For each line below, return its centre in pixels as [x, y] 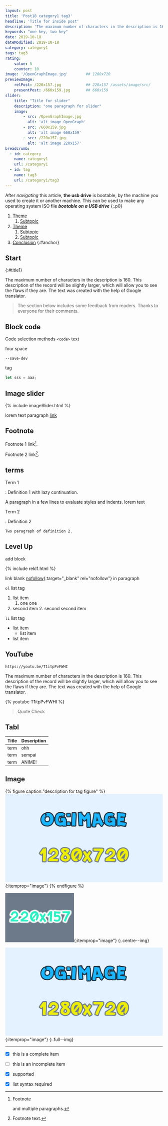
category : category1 [27, 48]
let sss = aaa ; [21, 378]
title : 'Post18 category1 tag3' [39, 16]
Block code [23, 327]
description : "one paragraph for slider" [58, 106]
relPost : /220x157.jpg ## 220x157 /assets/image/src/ [82, 85]
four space [16, 349]
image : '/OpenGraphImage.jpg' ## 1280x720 [58, 74]
